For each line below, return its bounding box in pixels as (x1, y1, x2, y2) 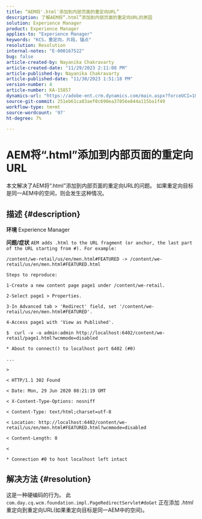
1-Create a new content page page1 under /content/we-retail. (6, 282, 165, 288)
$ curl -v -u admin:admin (6, 330, 74, 336)
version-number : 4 (6, 82, 52, 88)
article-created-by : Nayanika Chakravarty (6, 59, 114, 65)
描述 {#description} (6, 209, 81, 219)
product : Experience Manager (6, 25, 79, 32)
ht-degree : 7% (6, 115, 42, 121)
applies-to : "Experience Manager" (6, 31, 93, 37)
